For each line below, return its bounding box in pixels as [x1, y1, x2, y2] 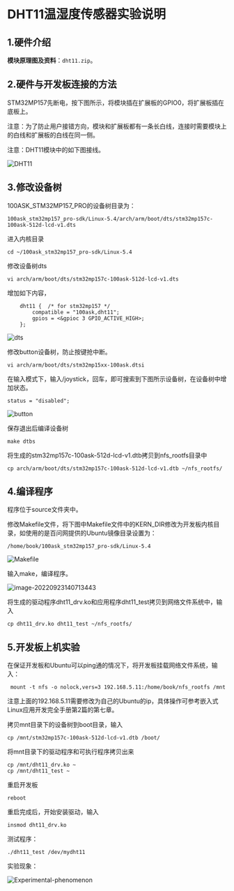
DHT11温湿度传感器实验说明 [7, 6, 166, 22]
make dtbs [7, 438, 36, 445]
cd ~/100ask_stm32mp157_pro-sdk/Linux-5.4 [7, 249, 132, 256]
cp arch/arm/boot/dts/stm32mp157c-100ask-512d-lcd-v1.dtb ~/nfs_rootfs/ [7, 465, 223, 472]
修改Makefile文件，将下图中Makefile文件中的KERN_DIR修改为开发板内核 [7, 520, 214, 529]
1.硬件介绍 [7, 36, 52, 48]
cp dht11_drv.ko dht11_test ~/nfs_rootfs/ [7, 621, 132, 628]
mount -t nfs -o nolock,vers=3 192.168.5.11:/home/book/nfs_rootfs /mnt [10, 684, 226, 691]
